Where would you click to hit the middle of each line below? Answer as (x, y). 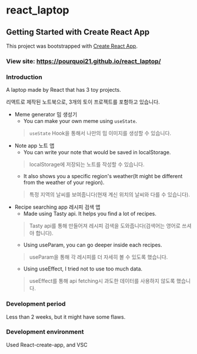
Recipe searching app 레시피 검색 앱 (57, 207)
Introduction (24, 77)
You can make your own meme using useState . (80, 121)
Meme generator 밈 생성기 (46, 115)
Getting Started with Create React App (78, 32)
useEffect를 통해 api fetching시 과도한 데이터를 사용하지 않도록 (102, 281)
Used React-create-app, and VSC (47, 345)
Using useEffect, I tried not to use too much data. (83, 269)
